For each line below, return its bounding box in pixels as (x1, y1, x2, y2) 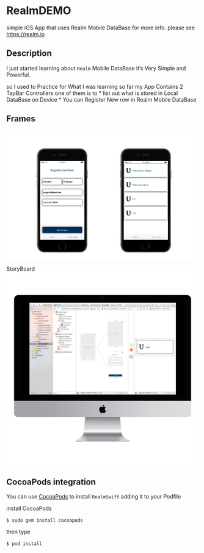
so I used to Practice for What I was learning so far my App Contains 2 (6, 83, 183, 90)
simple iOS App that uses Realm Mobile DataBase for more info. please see (6, 24, 195, 31)
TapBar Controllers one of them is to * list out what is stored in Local (6, 89, 178, 97)
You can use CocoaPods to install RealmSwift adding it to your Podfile (6, 493, 181, 500)
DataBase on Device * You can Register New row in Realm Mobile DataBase (6, 96, 197, 103)
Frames (6, 114, 35, 124)
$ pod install (6, 541, 43, 547)
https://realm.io (6, 30, 45, 37)
